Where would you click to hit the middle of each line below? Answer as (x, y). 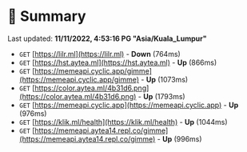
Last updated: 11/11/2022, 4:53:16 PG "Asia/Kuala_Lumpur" (107, 38)
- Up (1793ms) (161, 96)
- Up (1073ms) (165, 79)
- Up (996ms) (179, 138)
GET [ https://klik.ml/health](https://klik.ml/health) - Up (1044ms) (124, 122)
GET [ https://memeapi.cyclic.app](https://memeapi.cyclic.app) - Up (129, 105)
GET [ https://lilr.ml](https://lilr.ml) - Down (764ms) (100, 54)
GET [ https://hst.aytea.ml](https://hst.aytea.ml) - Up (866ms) (118, 62)
